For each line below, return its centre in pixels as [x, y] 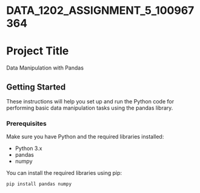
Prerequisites [26, 123]
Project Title [38, 51]
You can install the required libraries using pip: [64, 173]
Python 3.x [28, 148]
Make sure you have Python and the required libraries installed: [85, 137]
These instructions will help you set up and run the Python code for [90, 101]
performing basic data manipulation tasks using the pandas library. [90, 108]
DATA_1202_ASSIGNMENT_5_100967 [100, 11]
